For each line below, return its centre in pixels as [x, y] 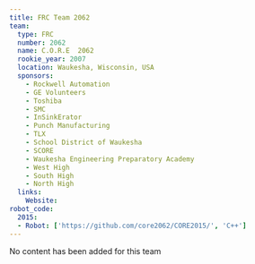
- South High [50, 175]
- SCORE [40, 150]
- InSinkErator [54, 117]
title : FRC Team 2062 [50, 17]
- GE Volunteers [56, 92]
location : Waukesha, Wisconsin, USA [86, 68]
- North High [50, 184]
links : [30, 192]
